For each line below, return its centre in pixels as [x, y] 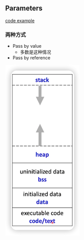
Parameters [24, 8]
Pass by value [27, 46]
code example [20, 20]
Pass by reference [31, 58]
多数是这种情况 [35, 52]
